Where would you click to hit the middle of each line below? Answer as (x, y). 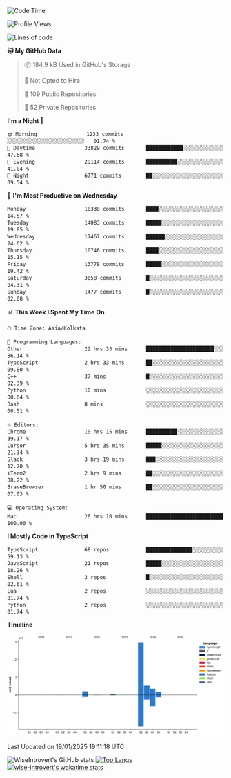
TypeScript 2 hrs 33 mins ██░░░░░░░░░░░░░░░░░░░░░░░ (115, 363)
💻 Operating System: (38, 508)
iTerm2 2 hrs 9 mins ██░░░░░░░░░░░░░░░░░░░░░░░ (115, 473)
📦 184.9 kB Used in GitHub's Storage (77, 65)
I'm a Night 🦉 (26, 121)
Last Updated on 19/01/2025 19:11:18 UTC (66, 746)
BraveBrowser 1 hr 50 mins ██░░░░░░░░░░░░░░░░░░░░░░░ (115, 487)
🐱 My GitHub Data (34, 51)
